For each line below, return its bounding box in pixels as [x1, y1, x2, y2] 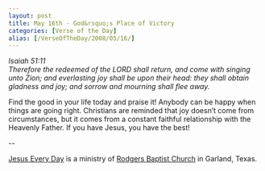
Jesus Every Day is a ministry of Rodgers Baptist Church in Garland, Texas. [8, 154, 258, 164]
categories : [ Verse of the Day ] [8, 26, 117, 35]
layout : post [8, 11, 52, 20]
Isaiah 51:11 [8, 56, 46, 66]
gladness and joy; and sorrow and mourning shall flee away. [8, 82, 210, 92]
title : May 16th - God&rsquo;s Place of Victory [8, 19, 175, 27]
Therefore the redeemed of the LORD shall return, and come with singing [8, 65, 251, 75]
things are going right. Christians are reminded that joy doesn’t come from [8, 106, 255, 116]
